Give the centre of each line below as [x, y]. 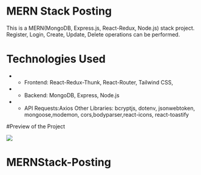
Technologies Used [56, 59]
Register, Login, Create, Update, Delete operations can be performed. [93, 34]
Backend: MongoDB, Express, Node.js [72, 95]
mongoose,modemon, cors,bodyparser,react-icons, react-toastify [107, 114]
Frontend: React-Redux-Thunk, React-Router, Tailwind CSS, [99, 82]
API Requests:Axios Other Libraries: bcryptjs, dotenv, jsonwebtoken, [110, 108]
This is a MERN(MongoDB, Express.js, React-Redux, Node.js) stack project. [101, 28]
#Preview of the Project [36, 126]
